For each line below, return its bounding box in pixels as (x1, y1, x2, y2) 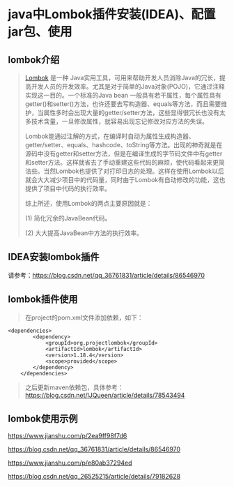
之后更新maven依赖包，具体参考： (24, 383, 124, 391)
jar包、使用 (8, 24, 72, 40)
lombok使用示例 (8, 413, 79, 425)
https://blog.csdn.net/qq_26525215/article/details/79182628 (8, 472, 180, 481)
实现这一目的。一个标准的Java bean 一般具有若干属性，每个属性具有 (24, 91, 221, 99)
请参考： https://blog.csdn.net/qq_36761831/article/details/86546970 (8, 271, 205, 279)
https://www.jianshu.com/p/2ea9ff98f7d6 (8, 432, 127, 440)
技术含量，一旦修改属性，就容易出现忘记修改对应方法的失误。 (31, 117, 208, 126)
